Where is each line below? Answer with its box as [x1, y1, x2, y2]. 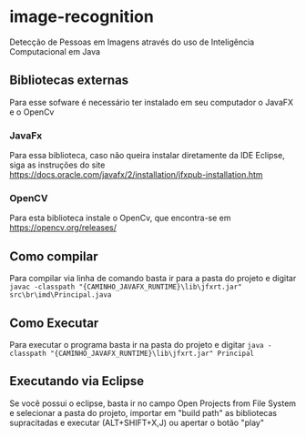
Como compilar [9, 249, 98, 264]
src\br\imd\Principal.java [9, 290, 112, 300]
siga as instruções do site [9, 159, 106, 170]
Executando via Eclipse [9, 373, 145, 389]
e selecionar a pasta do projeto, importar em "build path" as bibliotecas [9, 407, 278, 418]
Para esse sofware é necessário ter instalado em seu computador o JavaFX [9, 97, 294, 107]
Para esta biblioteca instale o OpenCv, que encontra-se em [9, 212, 231, 224]
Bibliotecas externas [9, 73, 129, 88]
